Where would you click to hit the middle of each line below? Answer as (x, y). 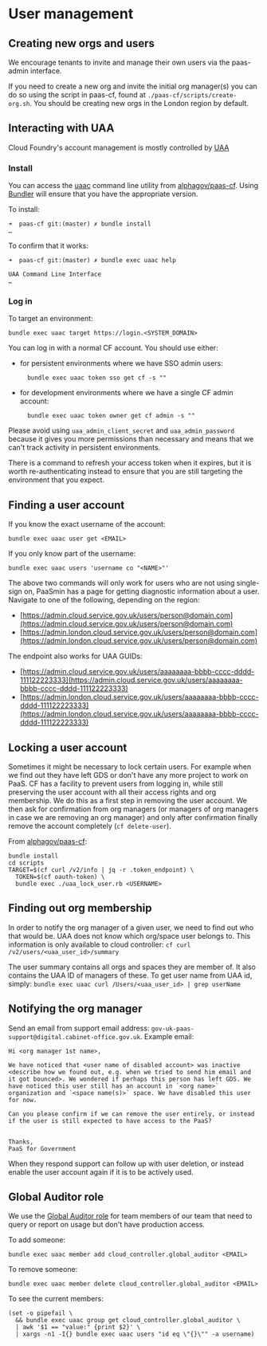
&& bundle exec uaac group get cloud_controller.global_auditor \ (128, 1320)
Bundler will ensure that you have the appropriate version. (103, 194)
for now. (23, 1100)
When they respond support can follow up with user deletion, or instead (126, 1164)
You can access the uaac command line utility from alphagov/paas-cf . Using (133, 186)
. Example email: (167, 1036)
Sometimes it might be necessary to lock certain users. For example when (130, 767)
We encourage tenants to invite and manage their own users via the (119, 62)
